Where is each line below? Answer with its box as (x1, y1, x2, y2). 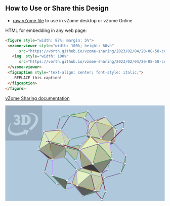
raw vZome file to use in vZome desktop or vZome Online (12, 17, 133, 23)
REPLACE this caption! (14, 75, 62, 80)
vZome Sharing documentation (5, 95, 70, 101)
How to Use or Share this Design (5, 4, 109, 13)
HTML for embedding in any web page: (5, 27, 87, 33)
